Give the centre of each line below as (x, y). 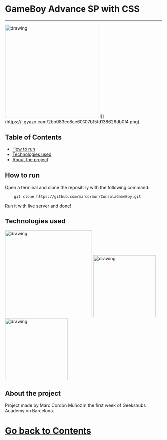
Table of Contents (34, 137)
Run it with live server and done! (38, 206)
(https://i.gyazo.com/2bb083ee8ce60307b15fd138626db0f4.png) (72, 121)
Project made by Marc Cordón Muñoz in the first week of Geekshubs (76, 405)
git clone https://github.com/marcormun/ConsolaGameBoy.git (78, 196)
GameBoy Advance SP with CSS (73, 9)
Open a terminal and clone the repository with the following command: (77, 187)
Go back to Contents (48, 431)
